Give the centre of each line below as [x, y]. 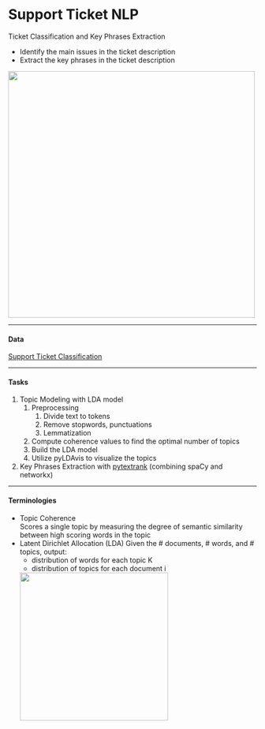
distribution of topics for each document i [99, 568]
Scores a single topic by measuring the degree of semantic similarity [131, 526]
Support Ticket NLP [74, 15]
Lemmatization [67, 433]
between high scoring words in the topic [85, 535]
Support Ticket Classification [55, 357]
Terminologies [32, 500]
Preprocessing [55, 408]
